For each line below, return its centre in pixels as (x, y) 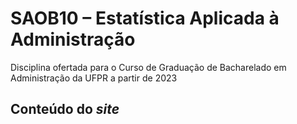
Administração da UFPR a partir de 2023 (94, 78)
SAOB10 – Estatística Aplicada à (145, 18)
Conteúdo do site (65, 109)
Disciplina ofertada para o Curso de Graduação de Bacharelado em (148, 67)
